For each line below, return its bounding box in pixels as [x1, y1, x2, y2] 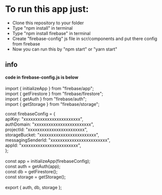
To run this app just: [5, 3, 89, 15]
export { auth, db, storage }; [5, 184, 62, 190]
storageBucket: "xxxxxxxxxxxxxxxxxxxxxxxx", [5, 132, 99, 138]
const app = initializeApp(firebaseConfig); [5, 158, 91, 164]
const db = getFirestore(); [5, 168, 58, 174]
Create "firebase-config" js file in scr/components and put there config [12, 36, 158, 42]
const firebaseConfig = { [5, 110, 55, 117]
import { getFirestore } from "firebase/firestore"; [5, 91, 104, 97]
